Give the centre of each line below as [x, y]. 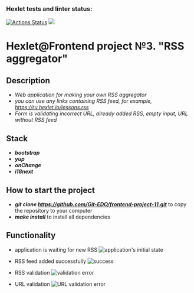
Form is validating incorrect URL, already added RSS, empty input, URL [101, 113]
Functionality [31, 235]
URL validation [32, 284]
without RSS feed [36, 120]
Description [28, 81]
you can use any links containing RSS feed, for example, [83, 101]
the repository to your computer [53, 210]
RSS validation [32, 272]
